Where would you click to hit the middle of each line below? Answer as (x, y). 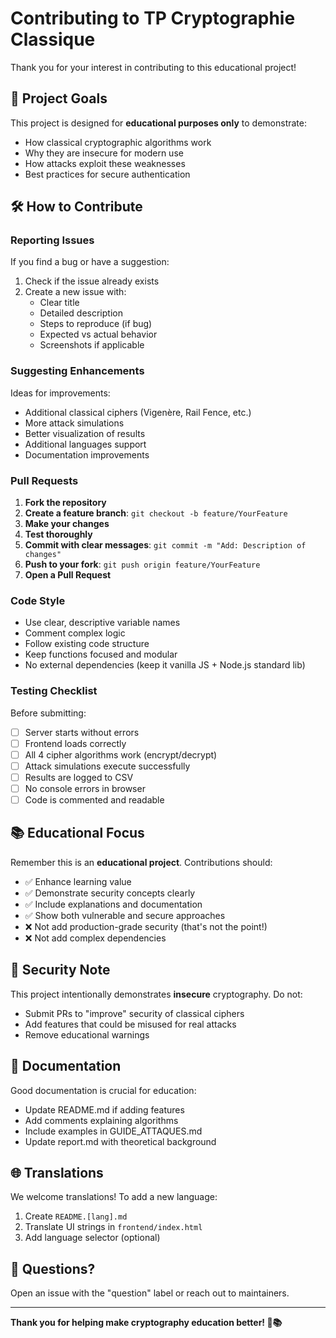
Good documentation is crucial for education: (103, 1090)
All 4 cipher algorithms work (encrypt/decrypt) (121, 754)
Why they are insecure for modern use (104, 153)
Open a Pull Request (68, 575)
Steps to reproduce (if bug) (96, 324)
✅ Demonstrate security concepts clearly (110, 893)
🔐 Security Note (60, 970)
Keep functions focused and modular (101, 654)
